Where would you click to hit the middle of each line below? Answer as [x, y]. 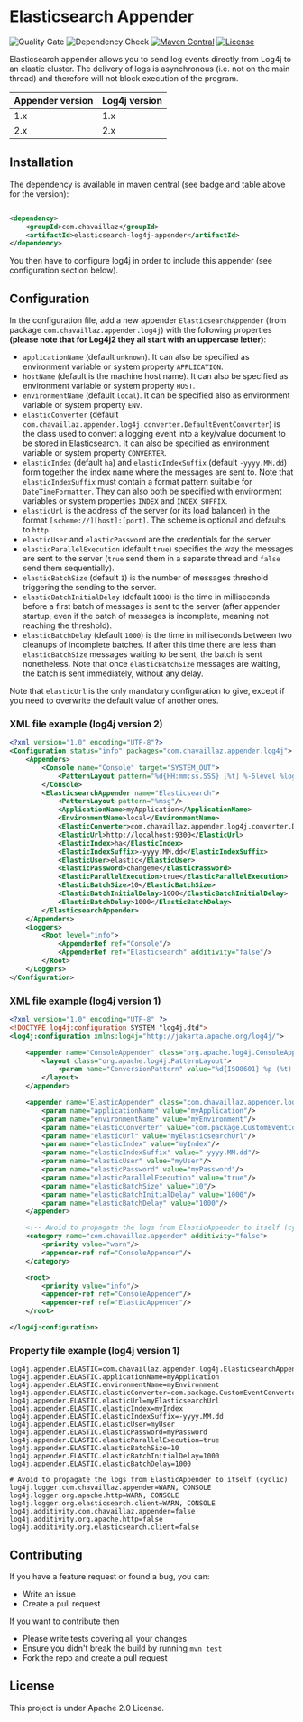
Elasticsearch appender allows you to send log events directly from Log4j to [151, 59]
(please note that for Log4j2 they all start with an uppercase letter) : [138, 339]
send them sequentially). [68, 568]
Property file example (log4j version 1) [95, 1350]
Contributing [46, 1555]
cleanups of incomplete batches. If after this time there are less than [149, 645]
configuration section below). [64, 270]
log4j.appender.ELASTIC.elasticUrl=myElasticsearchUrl [115, 1401]
